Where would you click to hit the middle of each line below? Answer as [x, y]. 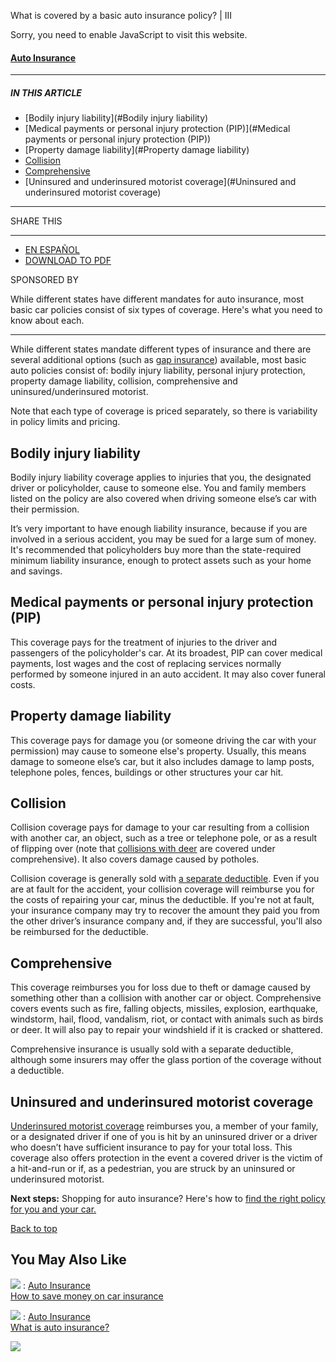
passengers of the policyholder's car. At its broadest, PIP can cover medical [166, 652]
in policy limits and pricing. [65, 422]
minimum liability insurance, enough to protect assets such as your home [161, 560]
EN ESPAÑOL [52, 250]
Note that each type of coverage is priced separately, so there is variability [164, 411]
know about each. [47, 321]
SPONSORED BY [44, 280]
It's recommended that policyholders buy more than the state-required [156, 549]
